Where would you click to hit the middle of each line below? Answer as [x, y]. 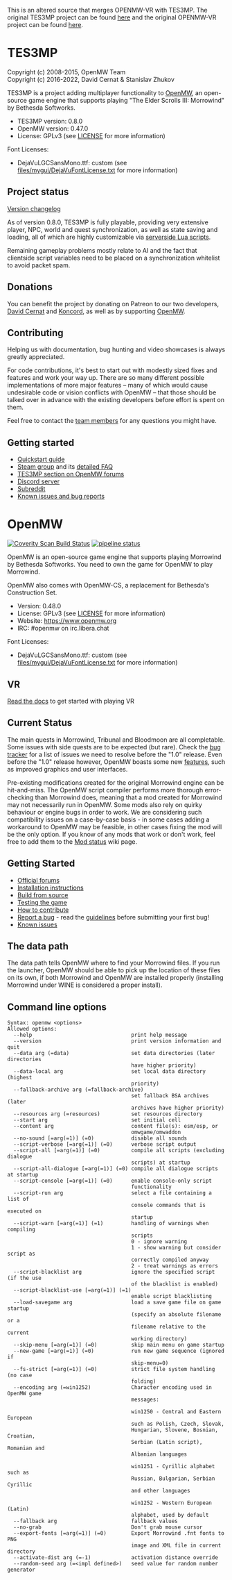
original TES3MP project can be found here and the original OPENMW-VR [112, 17]
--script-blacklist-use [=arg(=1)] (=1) [72, 1290]
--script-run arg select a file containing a [113, 1193]
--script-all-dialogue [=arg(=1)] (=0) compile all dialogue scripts [116, 1169]
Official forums [38, 880]
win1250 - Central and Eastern [176, 1412]
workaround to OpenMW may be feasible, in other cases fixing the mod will [115, 826]
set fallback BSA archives [170, 1096]
